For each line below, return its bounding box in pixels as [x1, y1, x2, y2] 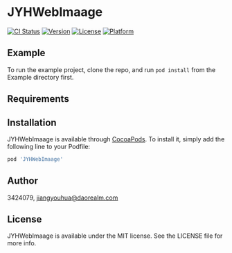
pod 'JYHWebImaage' [7, 155, 64, 163]
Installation [7, 116, 57, 128]
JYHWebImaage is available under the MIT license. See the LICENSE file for [7, 232, 223, 240]
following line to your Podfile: [7, 142, 91, 150]
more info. [7, 239, 37, 247]
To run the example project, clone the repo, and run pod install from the [7, 65, 216, 73]
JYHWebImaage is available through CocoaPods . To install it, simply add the [7, 134, 225, 143]
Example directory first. [7, 73, 74, 81]
